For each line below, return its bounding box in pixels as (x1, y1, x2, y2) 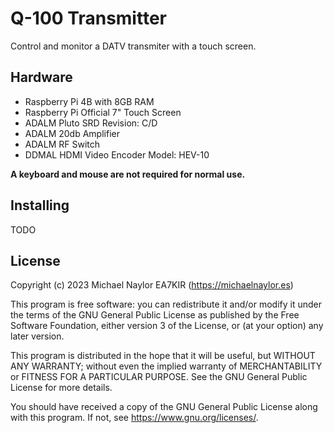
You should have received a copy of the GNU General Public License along (10, 401, 318, 413)
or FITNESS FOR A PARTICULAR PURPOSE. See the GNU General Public (10, 371, 308, 383)
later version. (10, 330, 65, 342)
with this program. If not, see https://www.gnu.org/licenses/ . (10, 412, 259, 424)
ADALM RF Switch (24, 138, 101, 150)
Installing (10, 197, 70, 214)
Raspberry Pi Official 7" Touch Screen (24, 106, 182, 118)
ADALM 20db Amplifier (24, 127, 120, 139)
